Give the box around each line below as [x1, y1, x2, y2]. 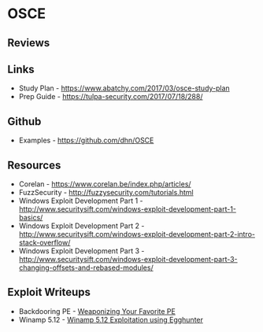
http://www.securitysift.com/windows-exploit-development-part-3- [18, 255, 238, 264]
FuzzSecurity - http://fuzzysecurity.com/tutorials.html [18, 188, 194, 197]
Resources [7, 158, 61, 172]
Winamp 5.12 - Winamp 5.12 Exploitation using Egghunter [18, 315, 204, 324]
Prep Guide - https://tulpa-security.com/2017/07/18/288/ [18, 92, 203, 101]
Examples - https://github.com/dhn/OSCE [18, 135, 154, 146]
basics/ [18, 213, 43, 223]
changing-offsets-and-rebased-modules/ [18, 263, 154, 272]
